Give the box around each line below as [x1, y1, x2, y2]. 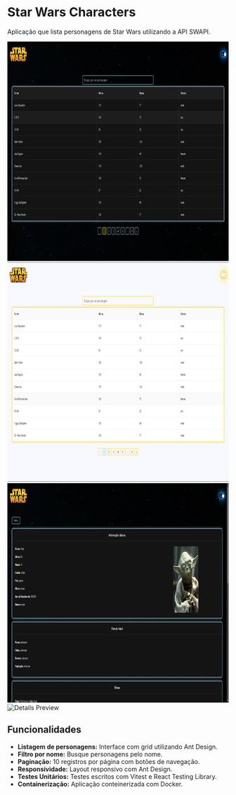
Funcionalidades [7, 724, 82, 736]
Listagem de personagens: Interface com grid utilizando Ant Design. [17, 742, 218, 751]
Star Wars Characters [7, 4, 136, 20]
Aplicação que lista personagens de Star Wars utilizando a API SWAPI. [7, 27, 211, 36]
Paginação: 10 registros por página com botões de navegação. [17, 757, 200, 766]
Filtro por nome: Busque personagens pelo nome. [17, 749, 163, 758]
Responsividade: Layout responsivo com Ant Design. [17, 765, 173, 773]
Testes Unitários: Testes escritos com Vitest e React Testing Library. [17, 772, 218, 780]
